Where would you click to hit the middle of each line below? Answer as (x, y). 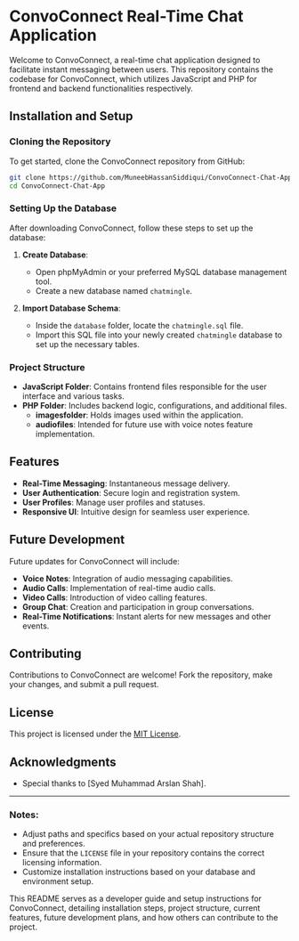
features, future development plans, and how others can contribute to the (144, 918)
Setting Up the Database (63, 208)
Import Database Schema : (71, 308)
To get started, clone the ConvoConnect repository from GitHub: (127, 161)
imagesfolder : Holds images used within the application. (139, 415)
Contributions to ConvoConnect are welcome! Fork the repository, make (141, 675)
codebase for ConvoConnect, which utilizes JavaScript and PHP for (133, 78)
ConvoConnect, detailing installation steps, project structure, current (135, 908)
